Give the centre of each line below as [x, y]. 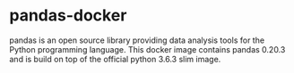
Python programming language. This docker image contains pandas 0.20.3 [147, 49]
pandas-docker [68, 16]
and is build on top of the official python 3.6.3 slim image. [115, 59]
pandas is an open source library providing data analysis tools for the [137, 40]
